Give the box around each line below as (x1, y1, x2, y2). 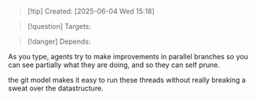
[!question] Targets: (27, 22, 92, 30)
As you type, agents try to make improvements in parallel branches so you (8, 52, 249, 61)
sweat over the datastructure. (8, 83, 104, 93)
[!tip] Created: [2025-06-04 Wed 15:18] (27, 7, 155, 16)
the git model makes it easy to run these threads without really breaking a (8, 76, 246, 84)
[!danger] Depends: (27, 37, 91, 46)
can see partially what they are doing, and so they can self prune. (8, 60, 221, 69)
